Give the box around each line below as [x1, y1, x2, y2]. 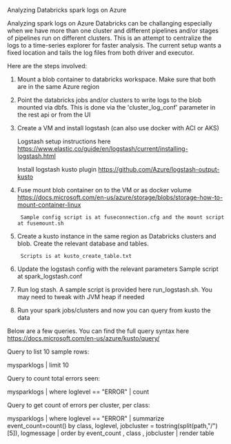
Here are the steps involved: [7, 62, 88, 70]
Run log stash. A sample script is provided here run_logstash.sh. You [17, 285, 212, 294]
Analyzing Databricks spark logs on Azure [7, 6, 127, 14]
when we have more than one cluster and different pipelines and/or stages [7, 27, 219, 34]
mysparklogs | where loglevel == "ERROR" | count [7, 387, 150, 396]
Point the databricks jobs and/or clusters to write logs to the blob [17, 96, 202, 104]
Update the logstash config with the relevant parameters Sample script [17, 265, 219, 273]
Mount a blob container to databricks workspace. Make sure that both [17, 75, 216, 83]
